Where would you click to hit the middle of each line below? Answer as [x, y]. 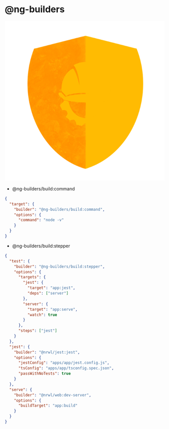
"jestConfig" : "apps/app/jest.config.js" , [64, 363]
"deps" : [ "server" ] [48, 293]
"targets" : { [32, 277]
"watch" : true [42, 315]
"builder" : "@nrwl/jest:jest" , [47, 352]
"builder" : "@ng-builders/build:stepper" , [59, 267]
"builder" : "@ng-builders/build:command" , [59, 209]
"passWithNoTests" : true [44, 374]
